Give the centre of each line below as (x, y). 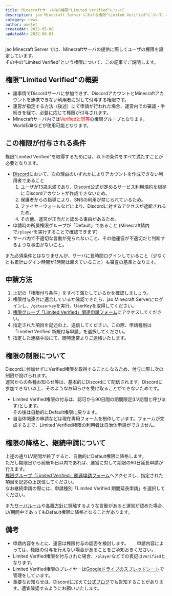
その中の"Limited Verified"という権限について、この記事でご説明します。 (82, 62)
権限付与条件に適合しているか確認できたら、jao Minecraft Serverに (83, 299)
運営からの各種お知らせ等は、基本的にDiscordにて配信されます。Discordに (84, 382)
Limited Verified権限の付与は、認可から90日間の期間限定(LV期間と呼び (87, 400)
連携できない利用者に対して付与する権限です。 (80, 100)
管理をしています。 (33, 575)
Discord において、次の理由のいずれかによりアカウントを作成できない (86, 174)
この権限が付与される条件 (46, 143)
